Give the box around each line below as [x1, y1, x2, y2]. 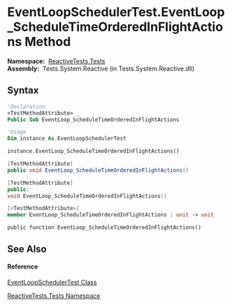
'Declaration [7, 103, 45, 110]
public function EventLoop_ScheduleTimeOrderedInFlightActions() [7, 224, 201, 231]
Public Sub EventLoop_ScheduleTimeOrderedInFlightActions [7, 116, 180, 123]
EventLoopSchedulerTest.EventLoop [7, 4, 225, 20]
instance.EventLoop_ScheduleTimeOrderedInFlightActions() [7, 148, 180, 155]
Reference [7, 262, 38, 271]
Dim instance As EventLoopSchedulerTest [7, 135, 127, 142]
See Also [7, 243, 47, 255]
